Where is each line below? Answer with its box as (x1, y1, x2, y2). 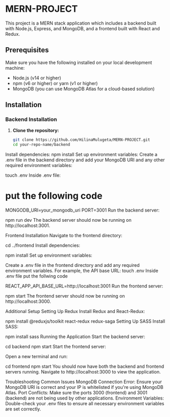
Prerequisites (5, 46, 49, 54)
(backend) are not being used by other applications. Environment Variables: (5, 395, 164, 401)
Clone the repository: (12, 128, 59, 134)
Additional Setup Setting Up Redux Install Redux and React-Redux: (5, 308, 145, 315)
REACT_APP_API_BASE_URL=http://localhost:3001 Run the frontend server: (5, 283, 163, 289)
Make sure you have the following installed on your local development (5, 59, 152, 66)
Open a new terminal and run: (5, 353, 68, 360)
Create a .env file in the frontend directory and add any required (5, 262, 140, 268)
